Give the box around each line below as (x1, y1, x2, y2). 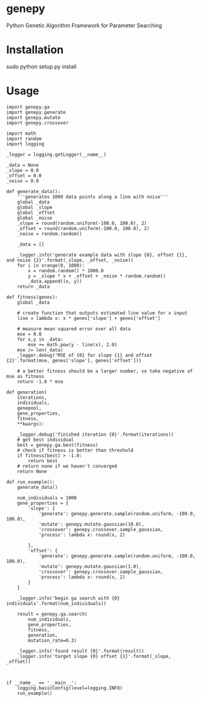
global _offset (17, 209, 56, 215)
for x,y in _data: (17, 336, 63, 342)
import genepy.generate (6, 109, 66, 115)
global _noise (17, 215, 53, 221)
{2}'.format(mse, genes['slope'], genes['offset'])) (6, 357, 142, 363)
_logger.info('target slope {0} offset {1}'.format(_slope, (17, 653, 171, 659)
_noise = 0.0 (6, 177, 39, 184)
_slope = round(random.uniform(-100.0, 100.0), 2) (17, 220, 147, 226)
